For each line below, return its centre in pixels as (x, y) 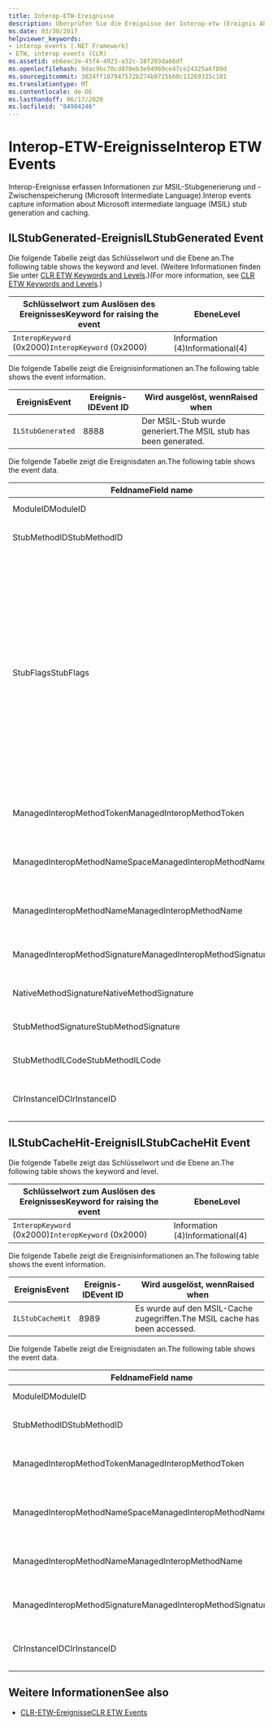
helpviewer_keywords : (45, 39)
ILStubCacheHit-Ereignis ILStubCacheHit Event (130, 1143)
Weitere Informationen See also (89, 1693)
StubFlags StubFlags (51, 672)
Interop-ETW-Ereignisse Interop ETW (135, 147)
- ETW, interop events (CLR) (58, 54)
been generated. (173, 441)
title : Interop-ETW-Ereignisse (61, 16)
